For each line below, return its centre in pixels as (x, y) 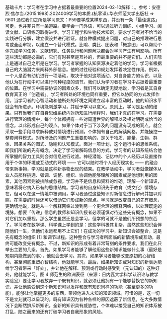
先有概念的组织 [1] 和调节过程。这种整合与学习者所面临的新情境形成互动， (81, 237)
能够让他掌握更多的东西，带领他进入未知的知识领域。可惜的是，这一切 (88, 293)
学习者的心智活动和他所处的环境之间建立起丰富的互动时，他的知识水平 (90, 100)
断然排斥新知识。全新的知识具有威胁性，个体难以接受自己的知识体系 (88, 305)
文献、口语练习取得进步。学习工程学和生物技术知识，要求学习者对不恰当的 (85, 32)
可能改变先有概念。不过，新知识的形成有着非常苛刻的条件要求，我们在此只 (85, 243)
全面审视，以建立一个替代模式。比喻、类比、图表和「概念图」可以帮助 (85, 44)
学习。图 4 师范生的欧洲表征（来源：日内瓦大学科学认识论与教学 (92, 274)
